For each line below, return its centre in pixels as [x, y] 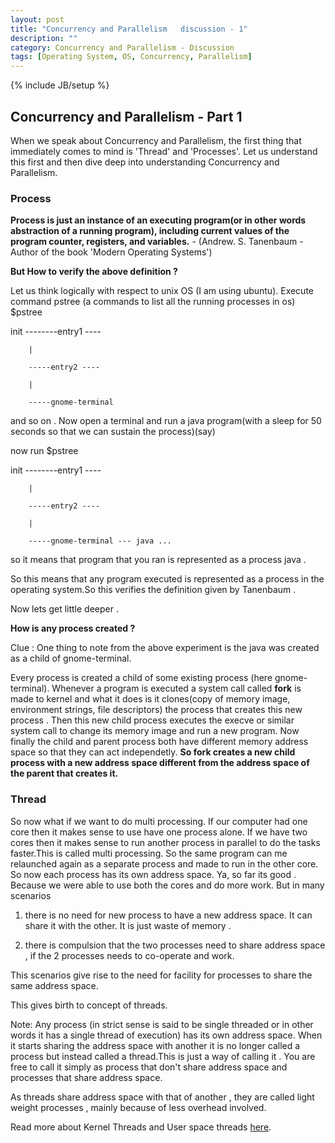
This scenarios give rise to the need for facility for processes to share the [161, 975]
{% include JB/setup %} [60, 85]
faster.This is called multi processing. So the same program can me [149, 853]
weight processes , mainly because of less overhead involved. [138, 1107]
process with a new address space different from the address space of [160, 763]
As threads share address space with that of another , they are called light [162, 1097]
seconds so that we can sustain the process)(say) [113, 432]
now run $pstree [44, 451]
